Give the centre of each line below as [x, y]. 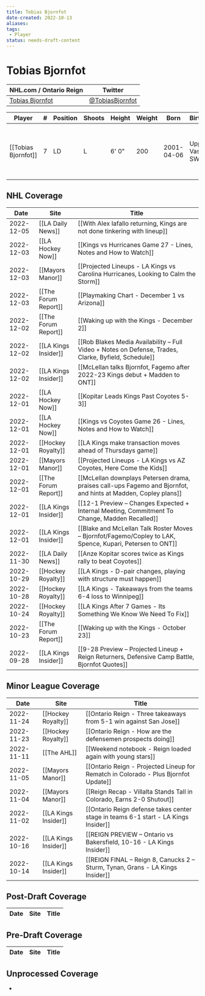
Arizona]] [91, 303]
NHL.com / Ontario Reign [46, 90]
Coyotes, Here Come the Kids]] [123, 468]
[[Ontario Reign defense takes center [138, 809]
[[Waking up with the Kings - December [135, 320]
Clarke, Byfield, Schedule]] [116, 357]
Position [65, 118]
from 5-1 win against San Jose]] [132, 721]
